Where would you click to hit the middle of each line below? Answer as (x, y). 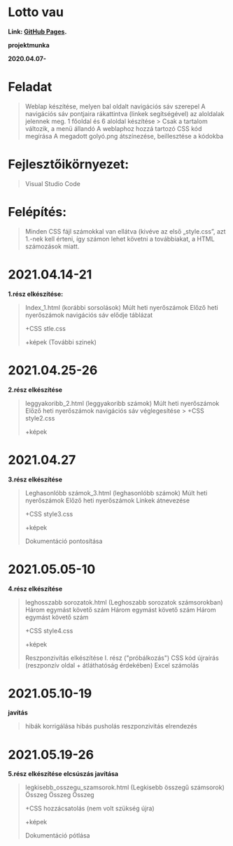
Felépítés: (37, 212)
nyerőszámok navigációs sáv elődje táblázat (89, 315)
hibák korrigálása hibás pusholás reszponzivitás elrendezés (111, 726)
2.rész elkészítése (35, 390)
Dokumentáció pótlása (57, 836)
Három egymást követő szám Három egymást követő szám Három (120, 609)
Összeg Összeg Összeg (59, 795)
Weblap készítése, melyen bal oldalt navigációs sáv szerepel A (115, 106)
